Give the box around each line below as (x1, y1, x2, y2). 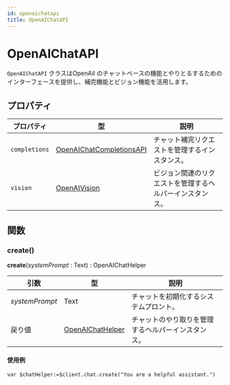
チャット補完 (153, 135, 195, 144)
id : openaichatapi (7, 10, 60, 17)
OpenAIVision (55, 183, 101, 193)
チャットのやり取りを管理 (131, 315, 214, 324)
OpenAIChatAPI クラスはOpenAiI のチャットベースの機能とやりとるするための (7, 69, 222, 77)
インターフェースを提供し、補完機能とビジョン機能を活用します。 (7, 78, 192, 86)
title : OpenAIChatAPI (7, 16, 69, 23)
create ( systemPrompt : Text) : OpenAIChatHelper (7, 261, 147, 269)
